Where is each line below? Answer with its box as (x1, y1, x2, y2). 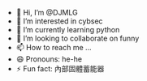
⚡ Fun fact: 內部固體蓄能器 (15, 64, 105, 73)
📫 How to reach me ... (15, 43, 92, 52)
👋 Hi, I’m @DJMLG (15, 8, 79, 17)
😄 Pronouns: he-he (15, 54, 83, 64)
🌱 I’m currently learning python (15, 25, 120, 34)
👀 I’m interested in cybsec (15, 16, 103, 26)
